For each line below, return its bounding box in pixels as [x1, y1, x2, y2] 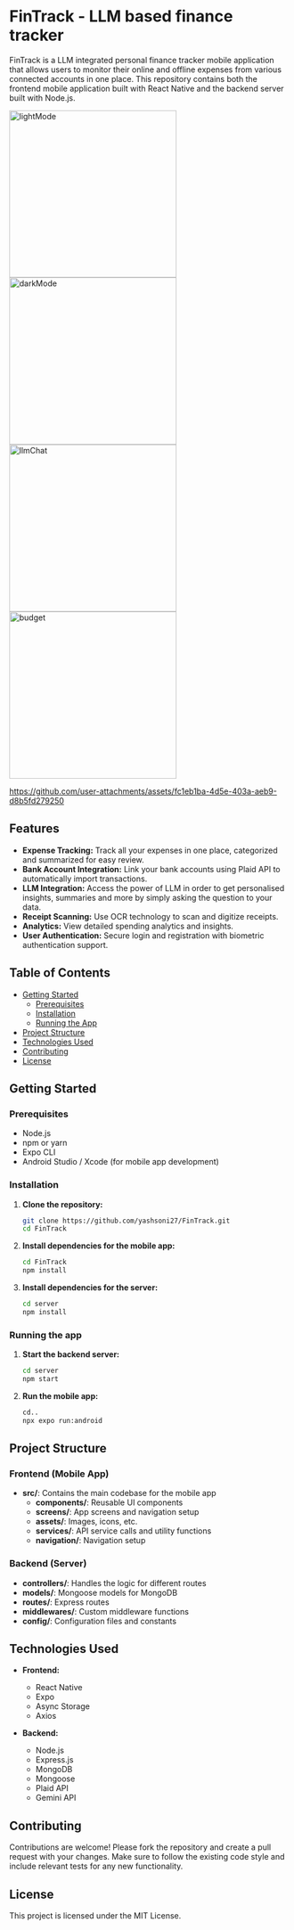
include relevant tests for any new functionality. [9, 1860, 184, 1872]
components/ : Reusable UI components [35, 1497, 184, 1508]
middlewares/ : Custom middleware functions [21, 1606, 190, 1616]
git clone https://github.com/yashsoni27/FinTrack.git [21, 1216, 231, 1225]
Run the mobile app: [21, 1390, 99, 1401]
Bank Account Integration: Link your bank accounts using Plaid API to [21, 863, 281, 874]
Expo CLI [21, 1147, 56, 1157]
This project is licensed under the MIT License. [9, 1910, 182, 1921]
